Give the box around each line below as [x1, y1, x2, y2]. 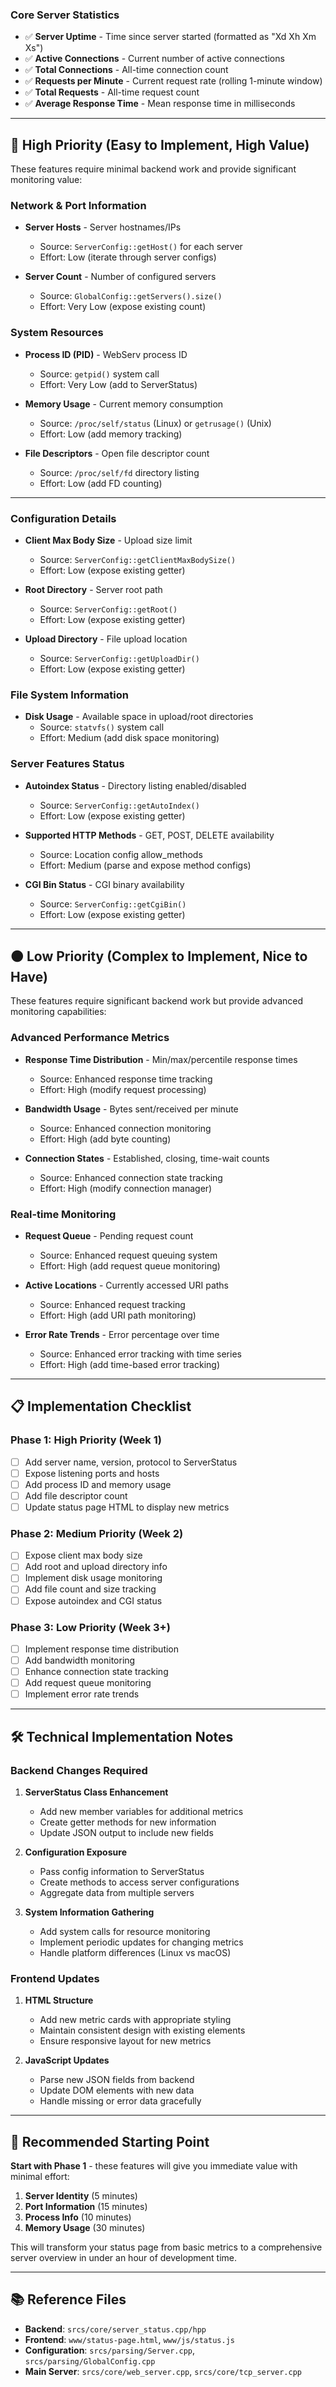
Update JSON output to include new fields [39, 1826, 214, 1838]
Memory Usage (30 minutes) [24, 2222, 146, 2234]
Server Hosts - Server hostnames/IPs [24, 221, 182, 233]
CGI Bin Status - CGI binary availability [24, 878, 185, 890]
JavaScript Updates [24, 2054, 110, 2067]
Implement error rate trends [24, 1688, 140, 1700]
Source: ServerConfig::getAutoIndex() [39, 799, 200, 811]
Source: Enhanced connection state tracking [39, 1171, 223, 1183]
